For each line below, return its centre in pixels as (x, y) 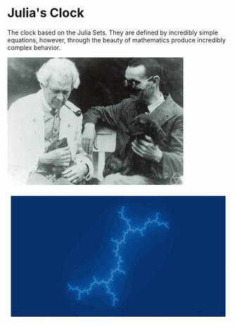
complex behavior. (34, 47)
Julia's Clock (46, 13)
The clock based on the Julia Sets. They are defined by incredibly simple (113, 32)
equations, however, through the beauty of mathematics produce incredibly (117, 40)
